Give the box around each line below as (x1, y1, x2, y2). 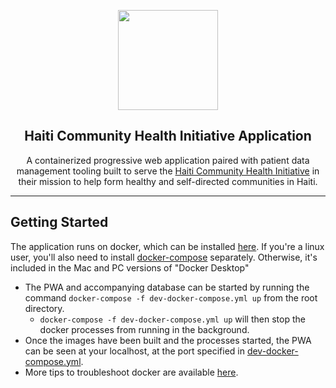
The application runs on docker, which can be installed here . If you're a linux (10, 240, 325, 252)
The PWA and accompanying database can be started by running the (24, 281, 310, 293)
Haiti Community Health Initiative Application (24, 128, 312, 145)
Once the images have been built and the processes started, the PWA (24, 334, 312, 346)
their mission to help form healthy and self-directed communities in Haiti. (18, 175, 318, 187)
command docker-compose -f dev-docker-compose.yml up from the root (24, 291, 318, 304)
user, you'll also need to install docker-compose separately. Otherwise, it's (10, 251, 318, 263)
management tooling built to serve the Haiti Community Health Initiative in (16, 165, 320, 177)
